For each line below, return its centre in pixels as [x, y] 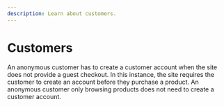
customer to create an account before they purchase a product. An [103, 82]
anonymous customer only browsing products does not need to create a [111, 89]
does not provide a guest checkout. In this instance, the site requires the [111, 74]
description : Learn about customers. [62, 14]
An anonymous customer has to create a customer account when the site [112, 67]
